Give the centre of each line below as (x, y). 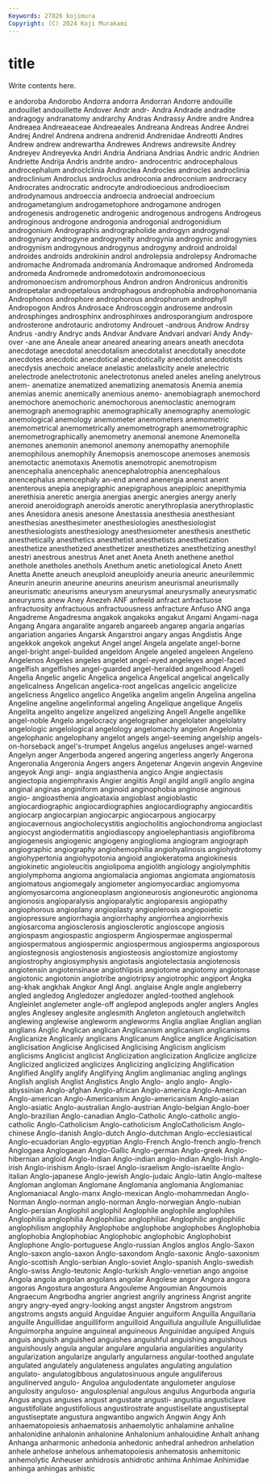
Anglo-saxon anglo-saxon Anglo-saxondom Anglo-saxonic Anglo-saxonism (134, 1254)
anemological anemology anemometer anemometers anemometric (119, 420)
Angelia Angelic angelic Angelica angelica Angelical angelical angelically (129, 677)
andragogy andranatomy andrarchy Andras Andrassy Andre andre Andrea (131, 119)
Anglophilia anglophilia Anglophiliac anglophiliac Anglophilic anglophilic (127, 1220)
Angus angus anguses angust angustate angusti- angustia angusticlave (127, 1400)
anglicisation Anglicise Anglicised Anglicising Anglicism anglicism (117, 1047)
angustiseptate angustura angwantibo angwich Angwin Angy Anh (117, 1417)
